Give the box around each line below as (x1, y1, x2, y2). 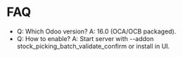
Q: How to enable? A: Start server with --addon (16, 34, 154, 42)
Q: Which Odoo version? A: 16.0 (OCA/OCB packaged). (16, 27, 177, 35)
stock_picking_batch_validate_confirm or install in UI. (16, 42, 170, 50)
